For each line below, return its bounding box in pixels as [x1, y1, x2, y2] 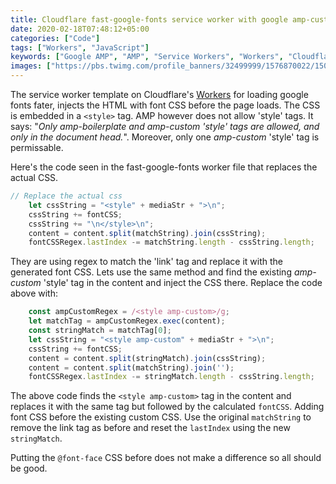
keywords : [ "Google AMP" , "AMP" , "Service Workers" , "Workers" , [10, 52, 284, 62]
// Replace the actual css [10, 191, 123, 201]
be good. [10, 462, 48, 475]
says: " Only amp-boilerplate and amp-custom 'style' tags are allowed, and [10, 121, 320, 132]
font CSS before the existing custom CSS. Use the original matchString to [10, 411, 312, 423]
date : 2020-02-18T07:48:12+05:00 [10, 24, 150, 34]
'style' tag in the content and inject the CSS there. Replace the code [43, 277, 323, 289]
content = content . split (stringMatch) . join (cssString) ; [28, 353, 267, 363]
